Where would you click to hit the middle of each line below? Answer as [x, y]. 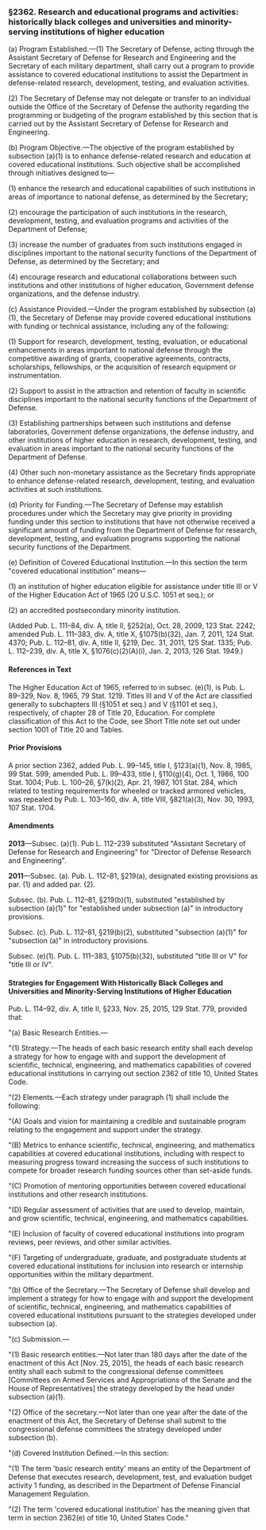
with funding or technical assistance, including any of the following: [119, 326]
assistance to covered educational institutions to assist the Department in [128, 75]
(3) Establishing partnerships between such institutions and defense [120, 423]
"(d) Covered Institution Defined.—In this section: [89, 1453]
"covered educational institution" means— [77, 571]
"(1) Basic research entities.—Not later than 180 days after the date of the [128, 1355]
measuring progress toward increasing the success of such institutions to [128, 1162]
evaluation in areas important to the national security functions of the [121, 449]
